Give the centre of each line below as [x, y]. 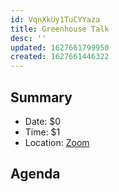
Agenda [35, 174]
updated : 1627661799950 [60, 47]
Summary [41, 97]
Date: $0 [43, 121]
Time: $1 [42, 132]
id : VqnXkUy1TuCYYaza [55, 19]
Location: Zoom [57, 142]
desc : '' [28, 38]
